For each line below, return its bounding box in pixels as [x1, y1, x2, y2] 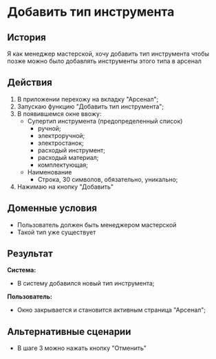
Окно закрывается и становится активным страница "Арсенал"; [17, 306, 206, 314]
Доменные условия [7, 202, 98, 214]
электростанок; [37, 139, 84, 147]
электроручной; [37, 131, 85, 139]
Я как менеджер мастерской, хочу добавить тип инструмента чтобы [7, 49, 210, 58]
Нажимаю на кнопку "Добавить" [17, 183, 114, 191]
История [7, 32, 46, 43]
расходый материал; [37, 153, 99, 161]
